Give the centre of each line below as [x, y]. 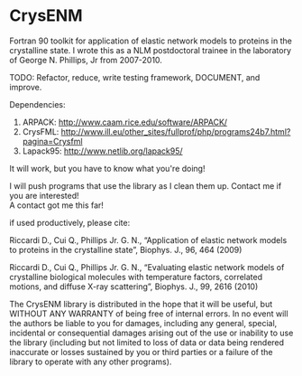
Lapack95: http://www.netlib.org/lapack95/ [102, 151]
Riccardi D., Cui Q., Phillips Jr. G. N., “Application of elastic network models [148, 240]
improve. [26, 87]
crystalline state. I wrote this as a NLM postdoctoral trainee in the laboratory [150, 50]
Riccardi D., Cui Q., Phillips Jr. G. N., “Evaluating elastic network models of [147, 267]
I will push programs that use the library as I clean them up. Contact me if [146, 185]
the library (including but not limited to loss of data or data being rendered [147, 342]
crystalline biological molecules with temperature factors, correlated [136, 277]
